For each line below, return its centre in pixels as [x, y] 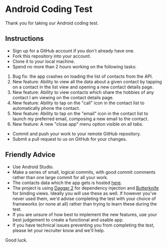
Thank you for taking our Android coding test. [52, 23]
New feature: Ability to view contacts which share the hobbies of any [83, 92]
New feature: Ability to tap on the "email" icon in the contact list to [80, 113]
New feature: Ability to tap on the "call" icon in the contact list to [78, 103]
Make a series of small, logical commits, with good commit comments [84, 172]
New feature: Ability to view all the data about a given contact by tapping [87, 81]
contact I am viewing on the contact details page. [63, 97]
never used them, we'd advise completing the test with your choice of [84, 199]
